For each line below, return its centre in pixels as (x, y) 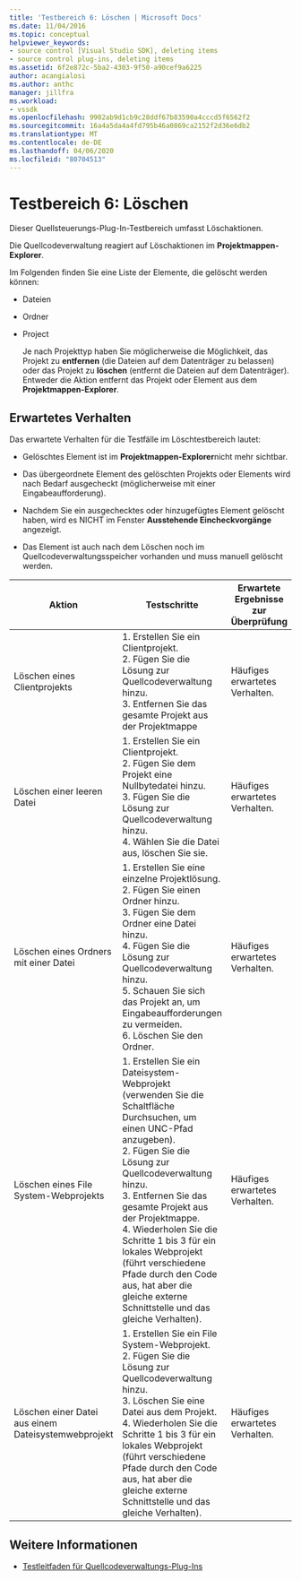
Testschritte (172, 605)
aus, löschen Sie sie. (165, 853)
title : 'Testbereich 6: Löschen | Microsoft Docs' (106, 17)
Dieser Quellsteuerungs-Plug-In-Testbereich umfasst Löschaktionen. (136, 229)
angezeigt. (42, 530)
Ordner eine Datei (159, 924)
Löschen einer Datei (56, 1412)
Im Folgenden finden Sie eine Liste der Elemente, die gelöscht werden (138, 272)
